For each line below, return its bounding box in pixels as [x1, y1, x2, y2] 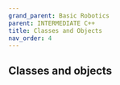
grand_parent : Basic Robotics [8, 11, 110, 20]
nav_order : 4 [8, 34, 52, 42]
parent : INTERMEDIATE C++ [8, 19, 95, 27]
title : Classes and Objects [8, 26, 103, 34]
